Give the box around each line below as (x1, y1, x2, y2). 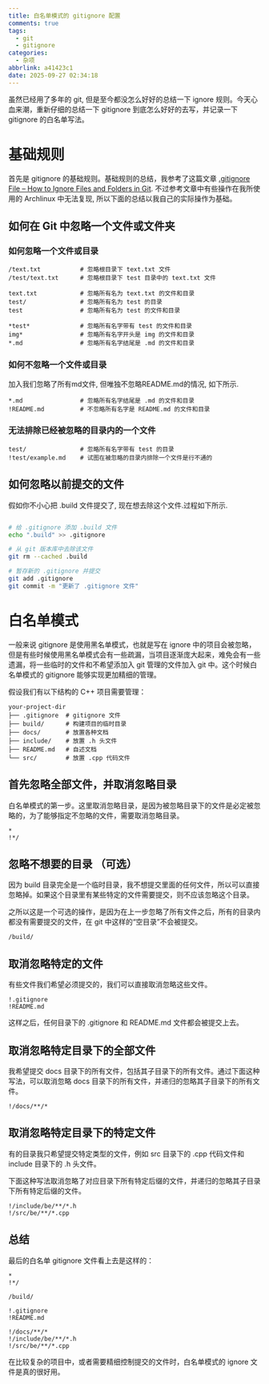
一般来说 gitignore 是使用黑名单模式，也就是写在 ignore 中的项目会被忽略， (8, 639, 256, 650)
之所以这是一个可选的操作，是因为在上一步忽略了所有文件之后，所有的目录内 (8, 907, 261, 917)
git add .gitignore (8, 575, 74, 583)
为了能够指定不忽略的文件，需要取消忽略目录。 (29, 811, 184, 820)
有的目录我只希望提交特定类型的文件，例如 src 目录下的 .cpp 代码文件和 (8, 1148, 245, 1159)
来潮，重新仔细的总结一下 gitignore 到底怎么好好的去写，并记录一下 (14, 104, 239, 114)
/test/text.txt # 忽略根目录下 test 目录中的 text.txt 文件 (8, 274, 216, 282)
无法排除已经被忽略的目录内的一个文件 (8, 425, 156, 436)
